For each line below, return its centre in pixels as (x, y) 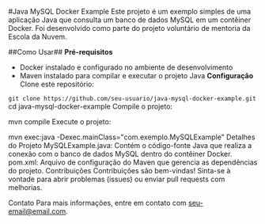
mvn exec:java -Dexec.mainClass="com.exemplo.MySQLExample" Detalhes (132, 137)
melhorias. (25, 188)
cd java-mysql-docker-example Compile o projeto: (90, 106)
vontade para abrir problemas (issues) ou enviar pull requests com (117, 179)
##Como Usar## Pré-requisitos (61, 52)
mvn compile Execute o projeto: (60, 121)
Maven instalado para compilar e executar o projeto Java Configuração (136, 76)
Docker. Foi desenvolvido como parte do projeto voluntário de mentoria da (129, 28)
